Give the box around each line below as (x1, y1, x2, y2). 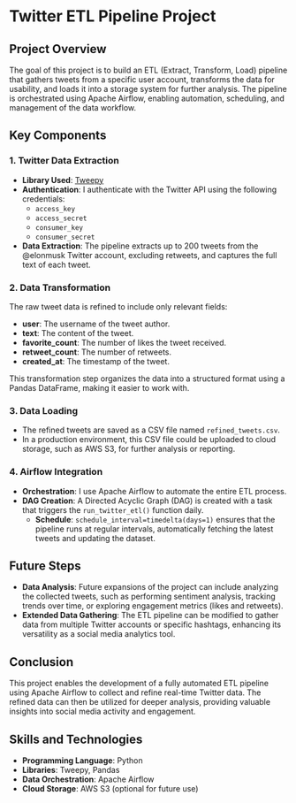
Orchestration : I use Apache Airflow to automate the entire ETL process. (21, 486, 287, 496)
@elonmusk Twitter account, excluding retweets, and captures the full (21, 249, 277, 260)
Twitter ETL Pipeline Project (9, 6, 216, 27)
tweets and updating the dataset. (34, 532, 156, 543)
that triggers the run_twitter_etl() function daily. (21, 504, 204, 515)
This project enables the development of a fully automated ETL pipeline (9, 678, 269, 689)
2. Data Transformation (9, 281, 111, 294)
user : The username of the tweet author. (21, 318, 171, 329)
